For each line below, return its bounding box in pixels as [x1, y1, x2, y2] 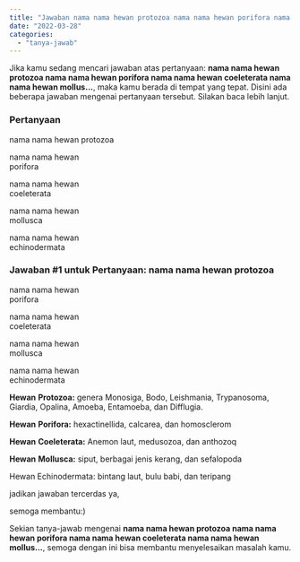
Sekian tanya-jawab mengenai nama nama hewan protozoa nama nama [9, 523, 277, 533]
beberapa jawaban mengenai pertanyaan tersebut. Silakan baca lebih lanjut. [9, 91, 290, 102]
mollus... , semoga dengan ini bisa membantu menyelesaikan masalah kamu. [9, 541, 292, 552]
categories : [9, 30, 54, 39]
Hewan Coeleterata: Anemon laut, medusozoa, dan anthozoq [9, 436, 237, 446]
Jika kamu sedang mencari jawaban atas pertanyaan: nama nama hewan [9, 63, 280, 73]
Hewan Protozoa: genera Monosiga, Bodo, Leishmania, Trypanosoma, [9, 392, 270, 402]
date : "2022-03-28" [9, 22, 82, 30]
